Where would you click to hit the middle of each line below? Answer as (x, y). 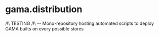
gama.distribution (44, 9)
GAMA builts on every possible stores (45, 28)
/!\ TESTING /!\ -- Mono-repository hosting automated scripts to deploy (80, 23)
